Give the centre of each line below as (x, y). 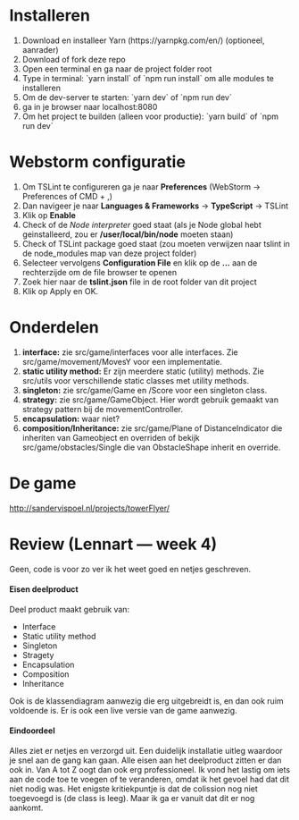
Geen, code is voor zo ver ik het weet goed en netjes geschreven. (130, 569)
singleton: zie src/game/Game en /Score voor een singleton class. (145, 390)
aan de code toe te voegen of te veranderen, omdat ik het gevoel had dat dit (149, 780)
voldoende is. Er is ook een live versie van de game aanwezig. (124, 710)
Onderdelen (54, 328)
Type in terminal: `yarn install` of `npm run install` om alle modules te (148, 78)
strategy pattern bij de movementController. (103, 409)
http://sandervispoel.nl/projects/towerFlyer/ (89, 508)
